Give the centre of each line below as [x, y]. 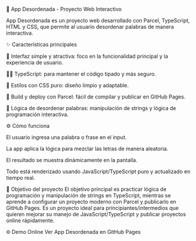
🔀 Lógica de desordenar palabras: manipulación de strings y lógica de [91, 108]
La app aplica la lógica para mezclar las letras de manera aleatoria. [87, 148]
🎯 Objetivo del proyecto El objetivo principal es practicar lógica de [86, 189]
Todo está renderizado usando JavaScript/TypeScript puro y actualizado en [98, 171]
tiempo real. [21, 178]
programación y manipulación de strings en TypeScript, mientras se [89, 195]
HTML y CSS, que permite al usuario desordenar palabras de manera [90, 27]
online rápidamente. [30, 220]
